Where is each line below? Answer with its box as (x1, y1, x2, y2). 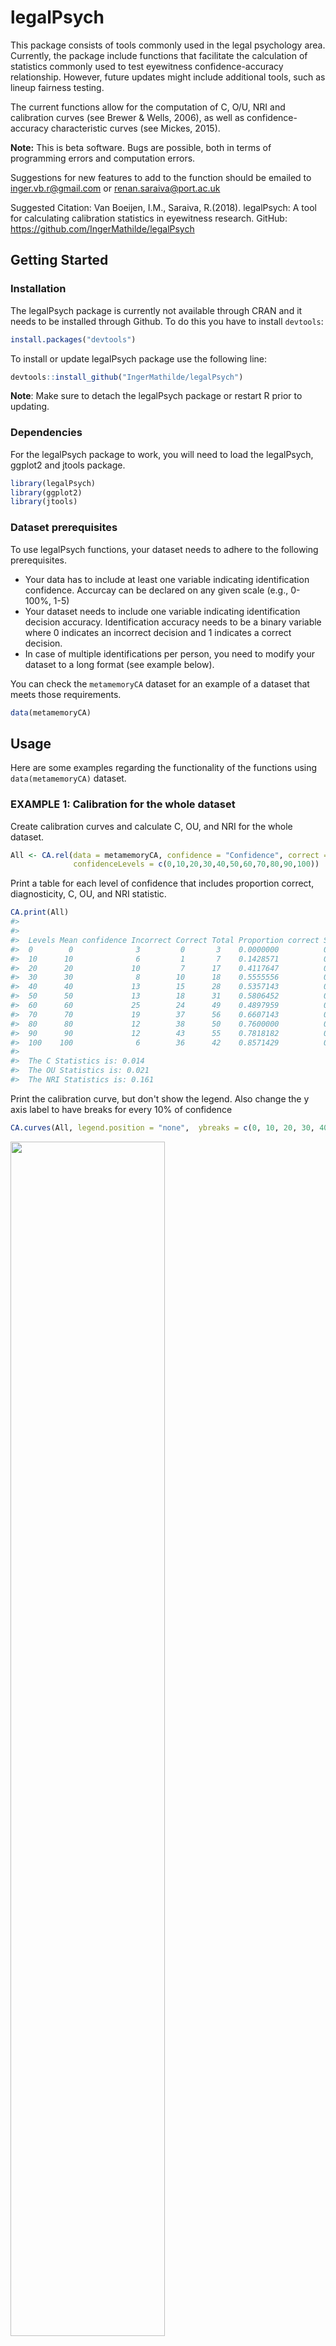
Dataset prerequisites (10, 521, 118, 535)
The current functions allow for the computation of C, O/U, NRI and (10, 101, 286, 113)
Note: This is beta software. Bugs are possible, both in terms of (10, 141, 272, 153)
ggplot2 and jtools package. (10, 459, 126, 471)
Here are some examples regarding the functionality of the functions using (10, 762, 318, 774)
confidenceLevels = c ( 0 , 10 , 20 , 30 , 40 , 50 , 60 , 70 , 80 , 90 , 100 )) (73, 859, 320, 870)
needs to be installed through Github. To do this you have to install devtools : (10, 315, 324, 327)
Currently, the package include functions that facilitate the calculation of (10, 49, 308, 61)
